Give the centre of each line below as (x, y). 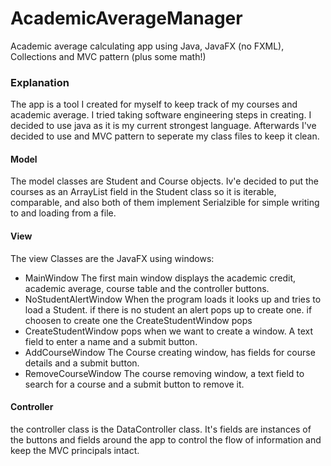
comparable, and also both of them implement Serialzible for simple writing (165, 203)
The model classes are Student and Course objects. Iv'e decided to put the (164, 181)
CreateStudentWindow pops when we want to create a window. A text (168, 331)
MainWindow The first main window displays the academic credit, (160, 278)
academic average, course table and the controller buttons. (147, 288)
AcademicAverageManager (126, 18)
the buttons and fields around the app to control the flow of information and (166, 439)
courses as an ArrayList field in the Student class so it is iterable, (143, 192)
